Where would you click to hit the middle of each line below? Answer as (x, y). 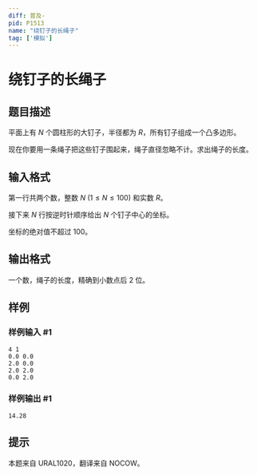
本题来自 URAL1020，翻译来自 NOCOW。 (77, 463)
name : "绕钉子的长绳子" (43, 30)
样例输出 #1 (30, 398)
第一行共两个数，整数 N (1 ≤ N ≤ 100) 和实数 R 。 (88, 198)
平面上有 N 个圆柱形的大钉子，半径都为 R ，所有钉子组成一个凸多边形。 (125, 133)
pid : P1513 (26, 23)
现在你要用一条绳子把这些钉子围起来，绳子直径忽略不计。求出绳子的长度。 (130, 149)
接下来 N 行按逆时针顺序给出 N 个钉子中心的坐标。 (91, 215)
